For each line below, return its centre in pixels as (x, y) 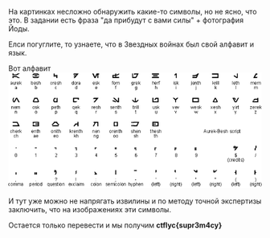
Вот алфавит (30, 68)
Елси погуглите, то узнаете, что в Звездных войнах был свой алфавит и (131, 44)
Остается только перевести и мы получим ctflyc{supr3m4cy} (115, 225)
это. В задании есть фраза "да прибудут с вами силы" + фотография (126, 20)
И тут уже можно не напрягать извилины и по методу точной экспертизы (135, 201)
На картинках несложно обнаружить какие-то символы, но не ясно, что (133, 12)
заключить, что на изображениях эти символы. (90, 209)
